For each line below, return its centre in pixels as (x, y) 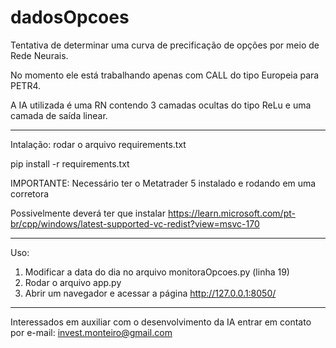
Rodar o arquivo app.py (73, 282)
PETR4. (26, 85)
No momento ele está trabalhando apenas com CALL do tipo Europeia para (165, 75)
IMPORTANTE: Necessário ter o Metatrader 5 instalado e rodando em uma (163, 183)
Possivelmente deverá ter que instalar (88, 213)
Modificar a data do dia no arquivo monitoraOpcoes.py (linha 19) (157, 272)
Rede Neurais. (39, 55)
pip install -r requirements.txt (70, 163)
